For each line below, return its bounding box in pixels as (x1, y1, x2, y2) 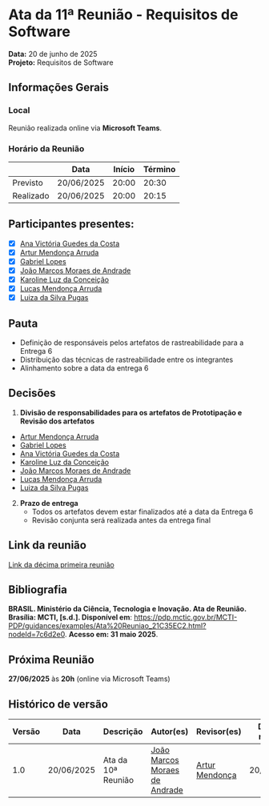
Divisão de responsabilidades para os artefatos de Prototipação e (19, 407, 243, 417)
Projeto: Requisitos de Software (8, 58, 114, 67)
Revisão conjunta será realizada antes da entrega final (31, 515, 211, 525)
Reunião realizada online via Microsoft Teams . (8, 122, 163, 133)
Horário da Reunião (8, 142, 85, 154)
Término (143, 163, 176, 174)
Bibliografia (8, 583, 68, 596)
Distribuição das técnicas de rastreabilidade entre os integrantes (19, 355, 234, 364)
